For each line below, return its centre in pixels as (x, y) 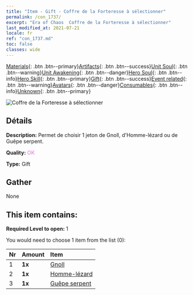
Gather (19, 182)
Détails (19, 121)
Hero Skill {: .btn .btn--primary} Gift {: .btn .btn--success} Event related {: (102, 78)
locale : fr (19, 33)
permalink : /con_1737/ (34, 17)
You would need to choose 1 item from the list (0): (66, 240)
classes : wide (23, 50)
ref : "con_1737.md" (30, 39)
